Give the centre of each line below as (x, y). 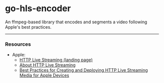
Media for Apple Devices (44, 75)
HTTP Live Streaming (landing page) (56, 60)
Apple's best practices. (28, 27)
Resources (18, 44)
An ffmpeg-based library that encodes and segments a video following (76, 22)
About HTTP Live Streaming (47, 65)
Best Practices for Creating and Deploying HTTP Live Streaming (83, 70)
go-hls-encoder (38, 8)
